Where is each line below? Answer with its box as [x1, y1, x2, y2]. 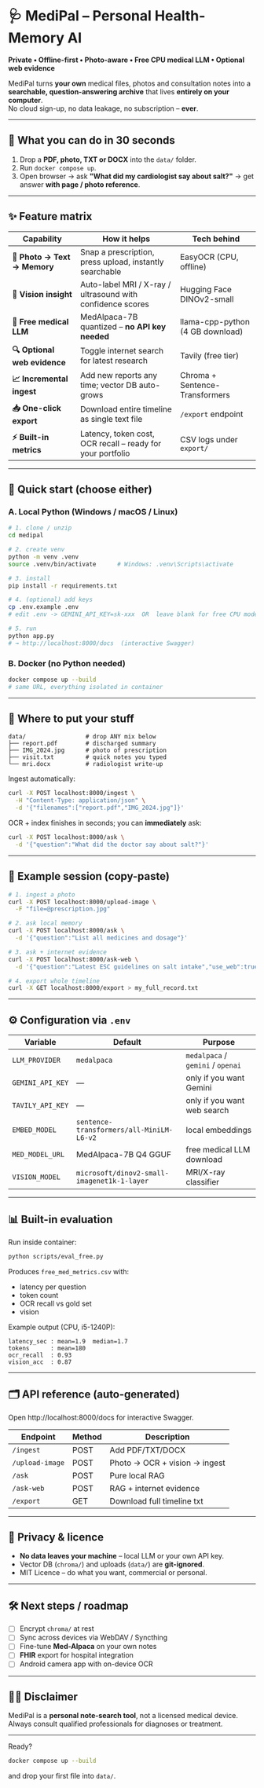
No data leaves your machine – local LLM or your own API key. [19, 1552, 225, 1561]
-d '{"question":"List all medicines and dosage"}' [15, 934, 189, 942]
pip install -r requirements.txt [8, 581, 118, 590]
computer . [8, 95, 43, 104]
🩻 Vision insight [12, 288, 72, 299]
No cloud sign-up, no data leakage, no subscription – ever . [8, 104, 199, 113]
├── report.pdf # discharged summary [8, 740, 156, 748]
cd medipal [8, 532, 44, 540]
